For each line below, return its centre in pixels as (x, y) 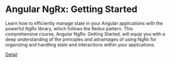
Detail (11, 54)
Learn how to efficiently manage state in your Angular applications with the (84, 23)
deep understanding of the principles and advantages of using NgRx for (81, 39)
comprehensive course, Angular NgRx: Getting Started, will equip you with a (85, 34)
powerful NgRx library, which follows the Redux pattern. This (69, 28)
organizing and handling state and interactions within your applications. (80, 44)
